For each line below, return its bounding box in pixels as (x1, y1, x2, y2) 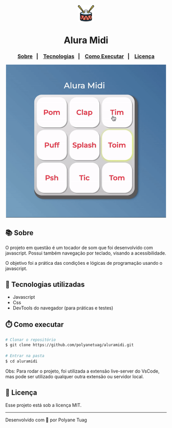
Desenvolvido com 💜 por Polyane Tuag (5, 417, 87, 423)
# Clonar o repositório (5, 337, 56, 342)
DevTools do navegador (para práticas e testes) (12, 305, 114, 311)
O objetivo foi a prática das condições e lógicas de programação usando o (5, 260, 163, 266)
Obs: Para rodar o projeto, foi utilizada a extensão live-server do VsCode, (5, 368, 160, 374)
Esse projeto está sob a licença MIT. (5, 402, 82, 408)
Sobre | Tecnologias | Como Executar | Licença (17, 53, 155, 60)
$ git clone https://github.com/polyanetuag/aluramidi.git (5, 342, 134, 348)
